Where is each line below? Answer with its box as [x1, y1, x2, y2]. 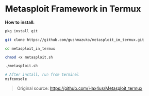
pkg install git [5, 28, 38, 33]
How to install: [5, 19, 35, 25]
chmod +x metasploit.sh [5, 55, 53, 60]
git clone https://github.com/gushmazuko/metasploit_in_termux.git [5, 37, 145, 42]
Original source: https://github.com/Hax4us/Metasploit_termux [17, 85, 143, 91]
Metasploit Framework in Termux [5, 3, 141, 14]
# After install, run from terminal [5, 72, 79, 77]
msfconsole [5, 77, 27, 82]
